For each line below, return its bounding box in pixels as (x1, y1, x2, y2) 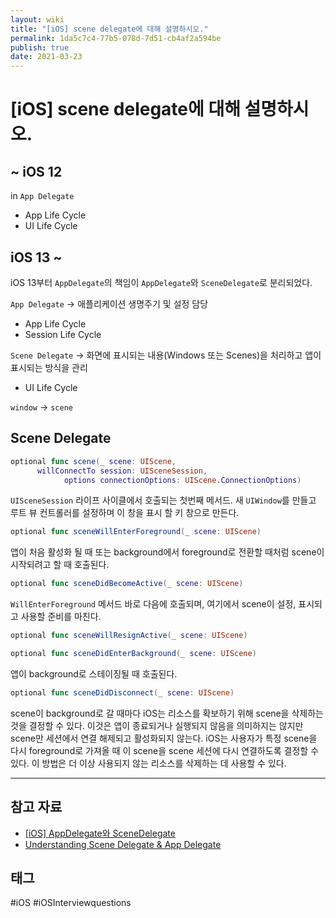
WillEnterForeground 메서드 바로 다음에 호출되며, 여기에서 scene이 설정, (10, 598, 297, 610)
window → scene (10, 401, 73, 413)
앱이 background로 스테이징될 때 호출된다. (10, 667, 178, 680)
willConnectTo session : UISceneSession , (36, 466, 208, 476)
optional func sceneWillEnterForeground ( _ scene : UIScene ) (10, 527, 262, 537)
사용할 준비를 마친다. (20, 611, 102, 623)
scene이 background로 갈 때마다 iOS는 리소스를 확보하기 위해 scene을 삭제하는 (10, 707, 324, 719)
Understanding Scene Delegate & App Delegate (24, 838, 222, 850)
